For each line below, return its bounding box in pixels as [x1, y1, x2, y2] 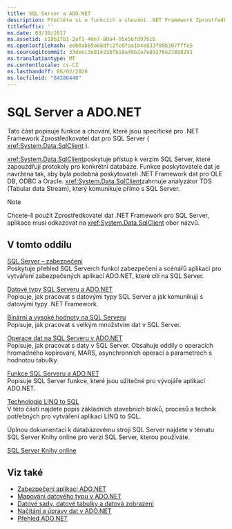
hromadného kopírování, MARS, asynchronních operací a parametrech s [7, 349, 213, 357]
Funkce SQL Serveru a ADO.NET [7, 369, 99, 378]
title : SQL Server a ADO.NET [7, 10, 91, 17]
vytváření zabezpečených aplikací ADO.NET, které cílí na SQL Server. [7, 272, 204, 280]
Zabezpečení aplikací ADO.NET [17, 485, 107, 493]
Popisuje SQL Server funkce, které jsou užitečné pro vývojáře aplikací [7, 377, 206, 385]
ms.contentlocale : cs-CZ [7, 62, 79, 68]
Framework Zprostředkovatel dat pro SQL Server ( [7, 134, 150, 142]
